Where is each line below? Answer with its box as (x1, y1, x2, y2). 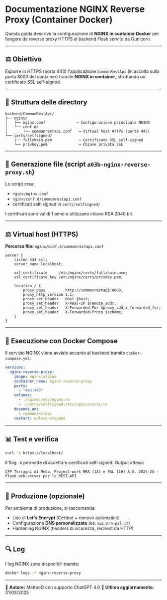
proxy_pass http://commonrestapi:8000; (23, 288, 123, 293)
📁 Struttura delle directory (5, 98, 87, 107)
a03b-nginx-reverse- (86, 161, 151, 168)
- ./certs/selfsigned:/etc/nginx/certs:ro (18, 402, 108, 407)
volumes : (14, 393, 32, 398)
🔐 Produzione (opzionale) (5, 492, 85, 500)
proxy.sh (5, 169, 32, 176)
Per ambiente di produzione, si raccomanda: (5, 505, 96, 511)
